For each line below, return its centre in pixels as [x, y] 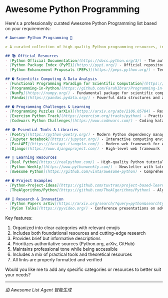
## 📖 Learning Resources [31, 158]
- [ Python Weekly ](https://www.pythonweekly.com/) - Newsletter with [79, 167]
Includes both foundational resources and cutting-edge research [79, 233]
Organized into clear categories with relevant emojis [66, 228]
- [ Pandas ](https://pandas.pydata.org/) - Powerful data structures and [82, 97]
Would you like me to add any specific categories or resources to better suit [83, 269]
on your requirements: [28, 28]
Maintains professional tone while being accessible [65, 249]
